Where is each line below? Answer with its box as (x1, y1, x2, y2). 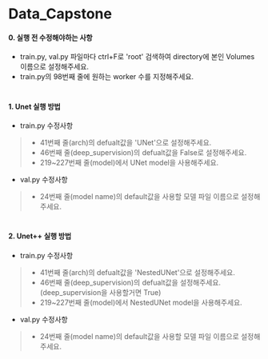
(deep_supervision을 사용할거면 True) (39, 287, 162, 297)
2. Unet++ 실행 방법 (8, 231, 72, 241)
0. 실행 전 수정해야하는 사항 (8, 33, 94, 42)
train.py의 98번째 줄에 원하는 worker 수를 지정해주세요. (19, 72, 194, 82)
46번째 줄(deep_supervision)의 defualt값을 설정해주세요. (39, 277, 222, 287)
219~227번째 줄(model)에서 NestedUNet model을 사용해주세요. (39, 297, 242, 307)
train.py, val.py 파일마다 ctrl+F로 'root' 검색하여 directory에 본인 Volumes (19, 52, 255, 62)
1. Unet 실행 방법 (8, 102, 62, 111)
